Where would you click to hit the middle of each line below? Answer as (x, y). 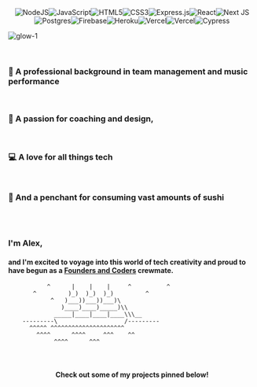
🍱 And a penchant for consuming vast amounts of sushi (116, 197)
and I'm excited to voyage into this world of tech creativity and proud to (127, 262)
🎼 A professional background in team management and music (128, 72)
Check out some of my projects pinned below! (132, 374)
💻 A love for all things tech (61, 157)
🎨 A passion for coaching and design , (81, 119)
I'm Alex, (26, 243)
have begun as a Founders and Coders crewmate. (91, 270)
